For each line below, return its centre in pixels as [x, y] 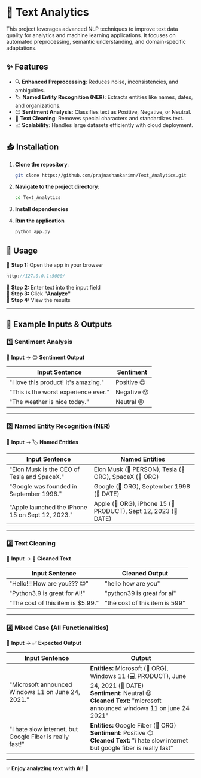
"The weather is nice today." [49, 402]
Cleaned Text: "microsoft [126, 701]
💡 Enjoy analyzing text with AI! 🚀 [47, 768]
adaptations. [22, 48]
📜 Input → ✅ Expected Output [44, 643]
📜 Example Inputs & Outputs [59, 325]
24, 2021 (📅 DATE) [117, 686]
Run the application [39, 221]
